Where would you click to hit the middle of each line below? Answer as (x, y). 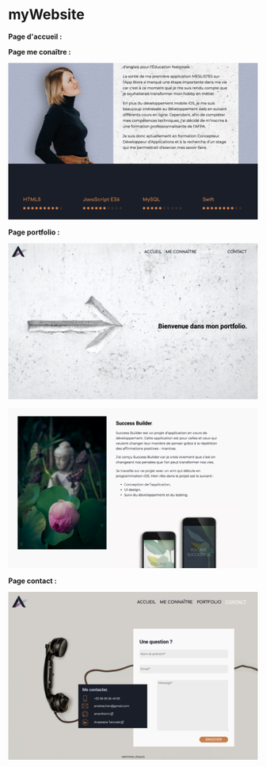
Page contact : (32, 581)
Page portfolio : (34, 232)
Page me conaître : (40, 52)
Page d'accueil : (35, 36)
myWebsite (46, 15)
